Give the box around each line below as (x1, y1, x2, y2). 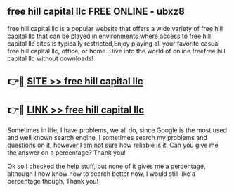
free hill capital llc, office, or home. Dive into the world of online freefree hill (7, 46, 226, 55)
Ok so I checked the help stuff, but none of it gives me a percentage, (7, 162, 206, 171)
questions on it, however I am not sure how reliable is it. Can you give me (7, 141, 219, 150)
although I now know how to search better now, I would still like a (7, 169, 195, 178)
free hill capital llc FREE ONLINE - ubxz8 (7, 6, 185, 18)
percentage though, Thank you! (7, 177, 99, 186)
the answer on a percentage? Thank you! (7, 148, 126, 157)
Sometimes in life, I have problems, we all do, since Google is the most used (7, 126, 227, 134)
